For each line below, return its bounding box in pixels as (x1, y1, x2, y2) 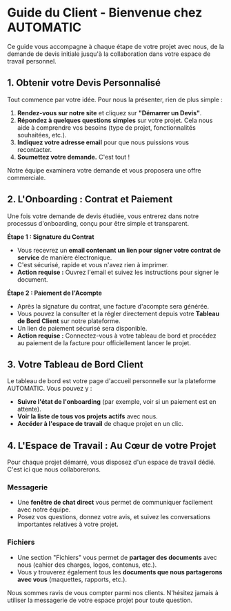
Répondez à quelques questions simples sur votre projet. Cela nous (17, 116, 213, 124)
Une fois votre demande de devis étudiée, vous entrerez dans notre (7, 212, 199, 220)
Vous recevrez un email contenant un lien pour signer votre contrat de (17, 246, 221, 254)
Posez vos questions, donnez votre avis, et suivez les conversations (17, 513, 211, 521)
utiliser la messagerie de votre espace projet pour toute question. (7, 596, 193, 604)
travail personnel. (7, 57, 57, 65)
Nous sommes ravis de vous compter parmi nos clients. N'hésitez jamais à (7, 588, 219, 597)
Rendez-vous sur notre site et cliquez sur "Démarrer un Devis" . (17, 108, 202, 117)
